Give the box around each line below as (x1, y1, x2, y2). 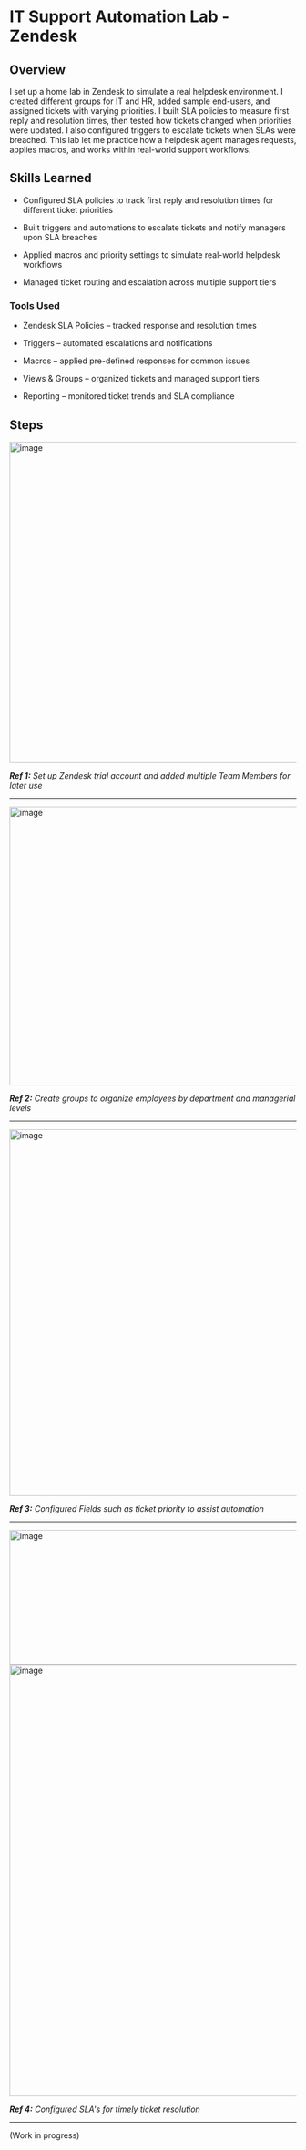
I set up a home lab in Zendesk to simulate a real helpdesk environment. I (9, 87, 284, 97)
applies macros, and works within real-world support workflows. (9, 144, 251, 155)
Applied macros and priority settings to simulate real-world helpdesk (22, 249, 280, 260)
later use (9, 780, 43, 790)
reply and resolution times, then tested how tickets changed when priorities (9, 116, 292, 126)
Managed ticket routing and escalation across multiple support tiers (22, 276, 277, 288)
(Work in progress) (9, 2129, 80, 2141)
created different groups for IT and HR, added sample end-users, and (9, 96, 270, 107)
